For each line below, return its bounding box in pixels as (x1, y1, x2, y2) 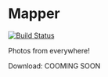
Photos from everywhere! (8, 46, 90, 55)
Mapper (8, 5, 60, 23)
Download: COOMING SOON (8, 60, 101, 71)
